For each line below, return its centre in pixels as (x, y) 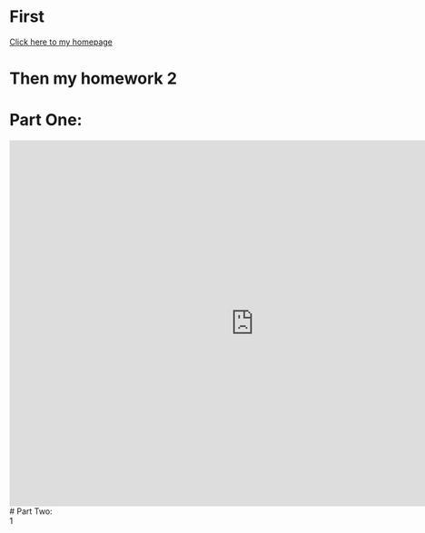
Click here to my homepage (61, 42)
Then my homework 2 (93, 79)
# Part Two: (31, 511)
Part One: (46, 120)
